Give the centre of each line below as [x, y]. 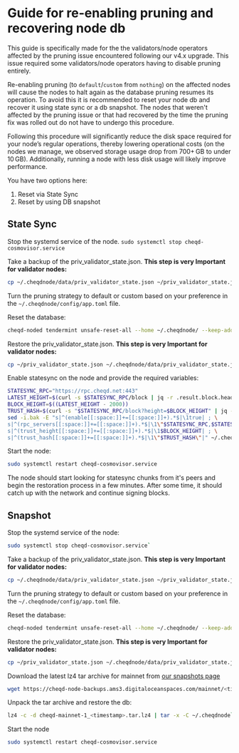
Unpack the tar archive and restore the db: [70, 702]
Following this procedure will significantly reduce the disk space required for [119, 136]
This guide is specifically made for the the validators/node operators [108, 48]
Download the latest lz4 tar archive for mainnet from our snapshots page [114, 676]
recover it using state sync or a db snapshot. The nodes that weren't [108, 107]
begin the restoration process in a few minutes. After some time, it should [115, 486]
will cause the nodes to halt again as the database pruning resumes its [111, 92]
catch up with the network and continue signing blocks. [89, 493]
